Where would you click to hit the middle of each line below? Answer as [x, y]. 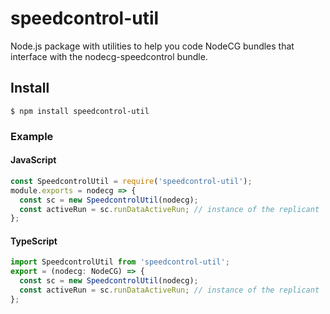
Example [32, 136]
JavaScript [33, 160]
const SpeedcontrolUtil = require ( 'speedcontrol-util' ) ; [131, 181]
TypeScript [34, 241]
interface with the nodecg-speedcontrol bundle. [109, 56]
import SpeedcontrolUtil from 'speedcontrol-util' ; [120, 262]
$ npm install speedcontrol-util [80, 111]
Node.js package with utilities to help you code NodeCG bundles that [152, 46]
